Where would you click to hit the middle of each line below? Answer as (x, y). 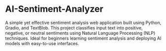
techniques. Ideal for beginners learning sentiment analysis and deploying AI (83, 38)
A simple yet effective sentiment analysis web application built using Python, (83, 23)
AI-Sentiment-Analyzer (54, 9)
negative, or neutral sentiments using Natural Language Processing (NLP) (80, 33)
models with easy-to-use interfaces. (42, 43)
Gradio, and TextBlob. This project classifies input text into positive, (74, 27)
